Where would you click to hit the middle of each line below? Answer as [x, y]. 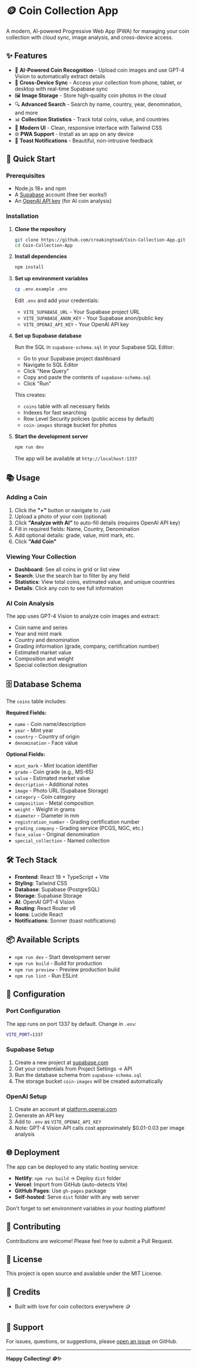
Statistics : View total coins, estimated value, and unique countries [95, 582]
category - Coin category [45, 797]
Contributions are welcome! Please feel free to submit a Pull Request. [90, 1241]
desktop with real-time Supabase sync [61, 89]
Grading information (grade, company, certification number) [87, 646]
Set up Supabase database [48, 336]
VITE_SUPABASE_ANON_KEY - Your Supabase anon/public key [93, 318]
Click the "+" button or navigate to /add [62, 510]
